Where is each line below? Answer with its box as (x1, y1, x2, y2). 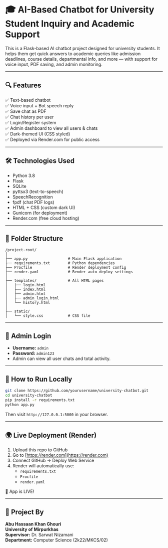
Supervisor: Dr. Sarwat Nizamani (5, 532, 73, 538)
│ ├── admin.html (5, 291, 46, 296)
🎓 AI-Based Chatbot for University (5, 4, 154, 16)
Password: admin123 (12, 350, 54, 356)
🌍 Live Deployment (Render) (5, 431, 96, 439)
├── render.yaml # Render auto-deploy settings (5, 269, 133, 275)
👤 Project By (5, 507, 44, 516)
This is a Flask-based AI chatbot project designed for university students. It (5, 45, 160, 51)
